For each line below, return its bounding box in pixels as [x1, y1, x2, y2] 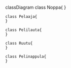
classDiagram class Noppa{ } [5, 5, 66, 10]
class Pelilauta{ [5, 27, 42, 32]
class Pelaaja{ [5, 14, 38, 19]
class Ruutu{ [5, 41, 33, 46]
